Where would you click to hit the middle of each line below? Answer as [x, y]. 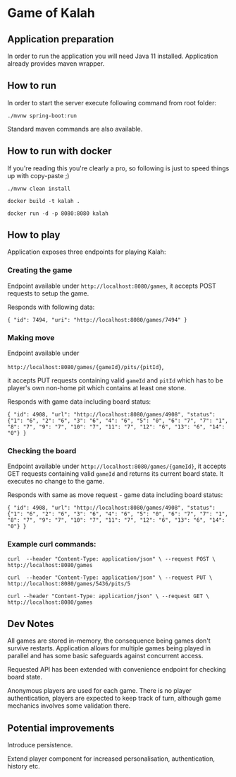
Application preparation [61, 39]
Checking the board [42, 450]
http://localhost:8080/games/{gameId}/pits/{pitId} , [86, 367]
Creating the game [40, 270]
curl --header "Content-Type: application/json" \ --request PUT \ [110, 578]
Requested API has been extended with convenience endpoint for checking [117, 670]
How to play [34, 235]
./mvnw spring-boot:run [42, 116]
